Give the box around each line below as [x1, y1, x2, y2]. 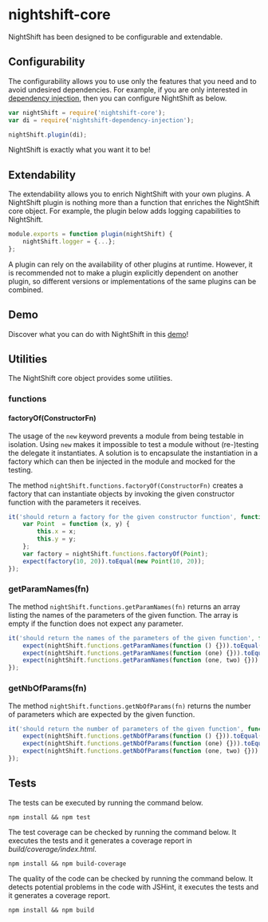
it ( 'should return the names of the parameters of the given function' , [8, 634, 255, 642]
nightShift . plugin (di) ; [8, 130, 88, 139]
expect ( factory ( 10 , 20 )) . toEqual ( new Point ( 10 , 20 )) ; [22, 557, 205, 565]
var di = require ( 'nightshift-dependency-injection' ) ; [8, 116, 195, 125]
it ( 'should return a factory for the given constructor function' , [8, 512, 238, 520]
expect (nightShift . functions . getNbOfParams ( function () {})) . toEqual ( [22, 732, 262, 740]
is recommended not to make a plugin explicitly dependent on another [8, 267, 239, 277]
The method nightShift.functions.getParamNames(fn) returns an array [8, 601, 241, 611]
